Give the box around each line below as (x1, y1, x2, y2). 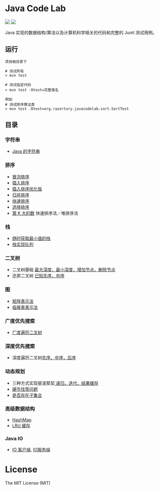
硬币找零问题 (12, 386, 38, 392)
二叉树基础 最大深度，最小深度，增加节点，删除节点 (12, 267, 115, 272)
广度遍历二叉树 (12, 329, 42, 335)
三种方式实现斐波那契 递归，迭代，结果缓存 (12, 380, 98, 386)
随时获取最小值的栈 (12, 236, 51, 241)
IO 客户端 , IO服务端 (12, 447, 50, 453)
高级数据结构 (5, 406, 35, 412)
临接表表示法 (12, 304, 38, 310)
